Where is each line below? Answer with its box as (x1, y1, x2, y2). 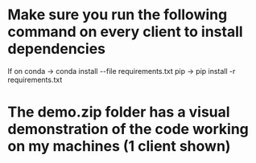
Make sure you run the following (7, 6, 228, 24)
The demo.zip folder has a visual (7, 103, 230, 121)
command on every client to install (7, 22, 243, 41)
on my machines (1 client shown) (7, 137, 231, 156)
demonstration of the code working (7, 120, 249, 138)
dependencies (7, 40, 106, 58)
